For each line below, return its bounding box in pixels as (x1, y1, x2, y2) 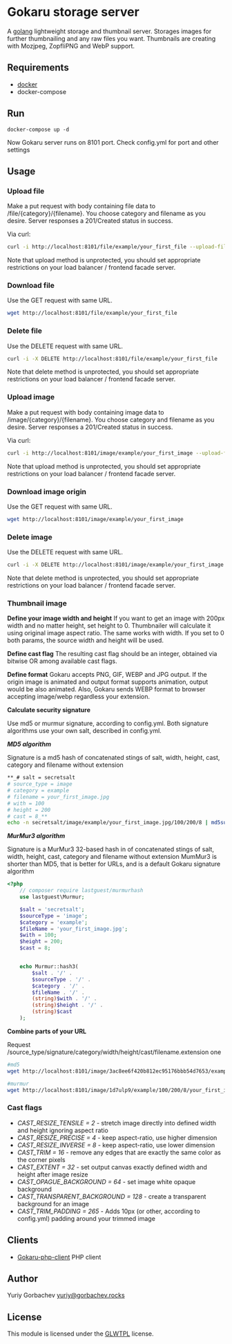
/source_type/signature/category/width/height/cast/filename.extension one (7, 1048, 222, 1056)
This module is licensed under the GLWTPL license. (7, 1329, 154, 1338)
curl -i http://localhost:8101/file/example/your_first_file (7, 244, 187, 251)
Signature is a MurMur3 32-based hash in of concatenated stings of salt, (7, 845, 214, 853)
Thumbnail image (7, 598, 67, 608)
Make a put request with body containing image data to (7, 408, 164, 416)
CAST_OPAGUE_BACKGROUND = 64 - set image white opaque (17, 1177, 196, 1186)
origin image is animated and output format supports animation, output (7, 678, 209, 686)
